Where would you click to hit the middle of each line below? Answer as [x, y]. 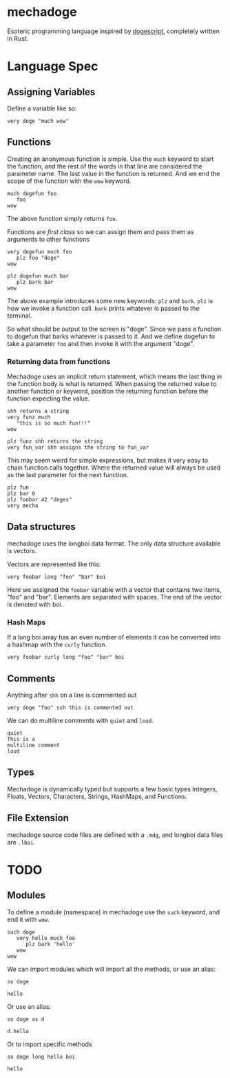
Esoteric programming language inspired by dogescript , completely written [114, 31]
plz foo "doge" [38, 258]
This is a [21, 739]
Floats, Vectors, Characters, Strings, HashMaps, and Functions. [97, 796]
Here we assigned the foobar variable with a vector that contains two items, [114, 589]
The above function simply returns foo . [62, 218]
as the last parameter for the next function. [68, 475]
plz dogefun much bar [38, 276]
